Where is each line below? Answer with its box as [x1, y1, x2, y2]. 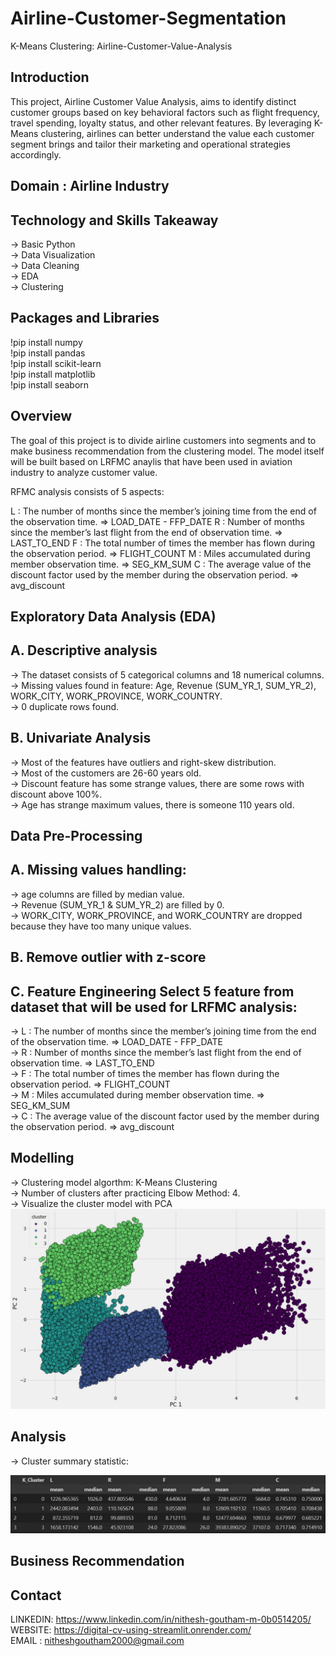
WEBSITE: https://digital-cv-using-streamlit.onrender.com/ [10, 1624, 252, 1636]
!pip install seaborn [10, 378, 90, 391]
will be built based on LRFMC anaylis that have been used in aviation [10, 455, 293, 467]
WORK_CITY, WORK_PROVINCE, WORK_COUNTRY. [10, 690, 223, 702]
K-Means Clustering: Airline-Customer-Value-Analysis [10, 40, 233, 52]
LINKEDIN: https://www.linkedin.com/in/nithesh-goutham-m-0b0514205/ [10, 1613, 312, 1626]
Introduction [10, 69, 90, 86]
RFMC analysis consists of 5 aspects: [10, 485, 165, 497]
